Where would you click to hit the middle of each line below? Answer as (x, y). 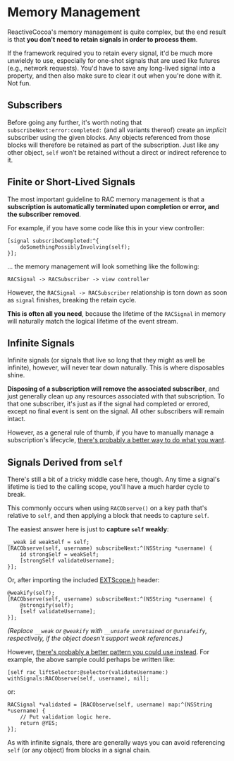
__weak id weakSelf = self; (49, 542)
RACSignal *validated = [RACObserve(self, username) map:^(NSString (110, 705)
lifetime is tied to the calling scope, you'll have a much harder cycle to (109, 487)
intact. (17, 419)
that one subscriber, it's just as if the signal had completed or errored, (109, 404)
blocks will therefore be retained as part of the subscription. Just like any (113, 145)
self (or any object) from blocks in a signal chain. (79, 750)
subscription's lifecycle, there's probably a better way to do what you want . (117, 440)
